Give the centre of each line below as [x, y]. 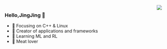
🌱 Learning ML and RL [35, 36]
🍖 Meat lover [25, 42]
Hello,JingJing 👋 [25, 15]
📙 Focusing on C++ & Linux [40, 26]
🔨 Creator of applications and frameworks [55, 31]
